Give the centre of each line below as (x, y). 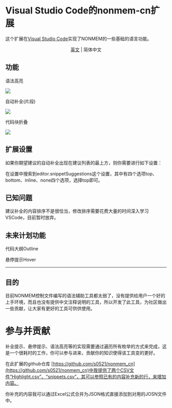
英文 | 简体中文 (86, 49)
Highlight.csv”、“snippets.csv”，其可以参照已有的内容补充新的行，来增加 (89, 377)
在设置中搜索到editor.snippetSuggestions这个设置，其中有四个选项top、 (81, 173)
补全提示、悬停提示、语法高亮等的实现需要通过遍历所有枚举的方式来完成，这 (86, 346)
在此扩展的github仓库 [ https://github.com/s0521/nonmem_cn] (70, 364)
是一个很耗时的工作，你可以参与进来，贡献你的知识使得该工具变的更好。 (81, 352)
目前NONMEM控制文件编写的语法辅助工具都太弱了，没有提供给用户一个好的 (85, 296)
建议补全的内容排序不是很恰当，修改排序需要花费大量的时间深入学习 (77, 211)
